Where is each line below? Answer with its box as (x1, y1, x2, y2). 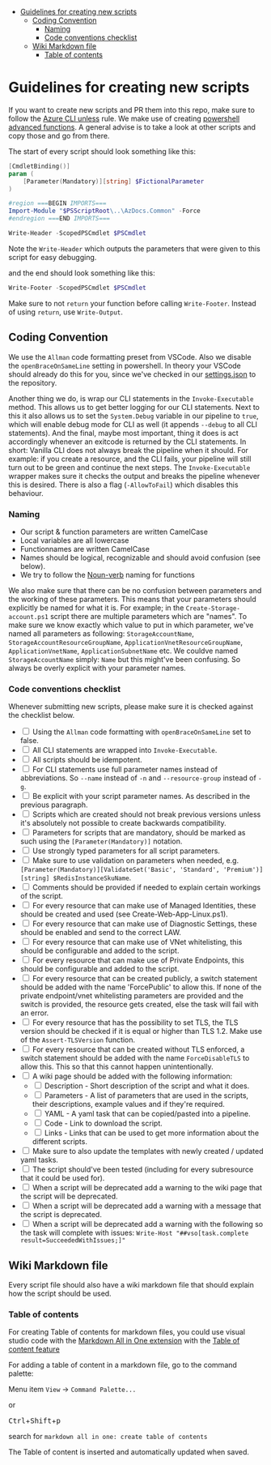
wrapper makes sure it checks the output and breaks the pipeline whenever (8, 471, 260, 481)
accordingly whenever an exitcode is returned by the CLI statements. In (8, 437, 247, 446)
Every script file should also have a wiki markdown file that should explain (8, 1280, 255, 1290)
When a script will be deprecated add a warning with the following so (32, 1219, 264, 1229)
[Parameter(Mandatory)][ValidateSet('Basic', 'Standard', (19, 866, 220, 874)
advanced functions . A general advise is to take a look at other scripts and (8, 122, 256, 132)
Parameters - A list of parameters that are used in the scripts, (44, 1091, 249, 1100)
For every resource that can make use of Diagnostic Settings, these (32, 919, 257, 929)
